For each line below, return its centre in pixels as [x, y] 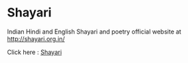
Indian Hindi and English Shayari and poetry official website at [94, 32]
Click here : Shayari [35, 52]
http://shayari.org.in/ [36, 38]
